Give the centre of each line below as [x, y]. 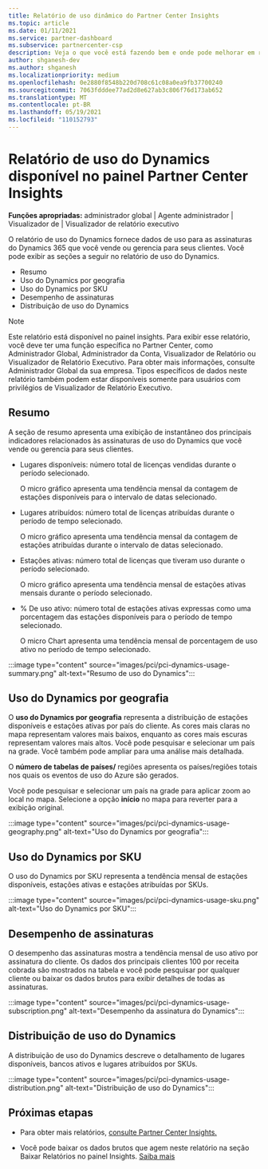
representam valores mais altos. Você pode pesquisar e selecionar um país [132, 743]
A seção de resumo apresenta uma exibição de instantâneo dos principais [130, 431]
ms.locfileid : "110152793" [53, 120]
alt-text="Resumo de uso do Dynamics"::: [127, 673]
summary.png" [33, 673]
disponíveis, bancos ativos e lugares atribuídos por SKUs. [103, 1064]
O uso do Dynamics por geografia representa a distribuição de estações [128, 718]
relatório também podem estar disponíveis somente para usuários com [124, 379]
